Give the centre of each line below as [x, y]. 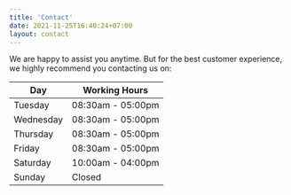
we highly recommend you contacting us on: [90, 68]
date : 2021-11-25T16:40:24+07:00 [71, 26]
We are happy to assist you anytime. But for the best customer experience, [146, 59]
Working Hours [116, 90]
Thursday [34, 134]
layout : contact [39, 34]
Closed [87, 177]
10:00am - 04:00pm [115, 163]
